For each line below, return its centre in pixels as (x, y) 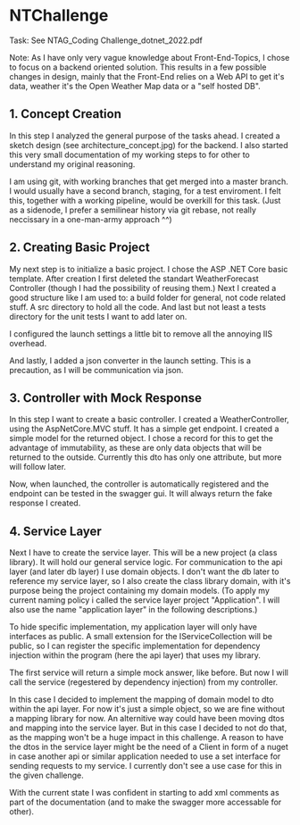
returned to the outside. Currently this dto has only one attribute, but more (146, 457)
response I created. (45, 503)
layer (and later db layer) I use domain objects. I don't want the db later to (144, 571)
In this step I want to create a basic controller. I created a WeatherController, (150, 420)
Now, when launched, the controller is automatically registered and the (139, 484)
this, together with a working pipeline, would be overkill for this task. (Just (145, 200)
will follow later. (38, 467)
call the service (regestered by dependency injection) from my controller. (144, 682)
